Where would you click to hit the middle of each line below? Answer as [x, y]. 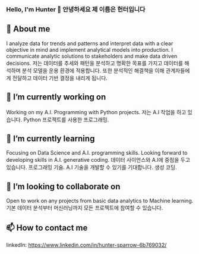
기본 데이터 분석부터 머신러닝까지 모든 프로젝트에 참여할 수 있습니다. [85, 208]
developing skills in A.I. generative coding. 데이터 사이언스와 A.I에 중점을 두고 [98, 160]
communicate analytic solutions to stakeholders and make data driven [92, 56]
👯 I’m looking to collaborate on [63, 186]
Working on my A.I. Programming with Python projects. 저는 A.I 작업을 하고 [96, 112]
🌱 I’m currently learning [50, 138]
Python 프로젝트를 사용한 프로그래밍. [66, 120]
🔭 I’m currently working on [56, 97]
